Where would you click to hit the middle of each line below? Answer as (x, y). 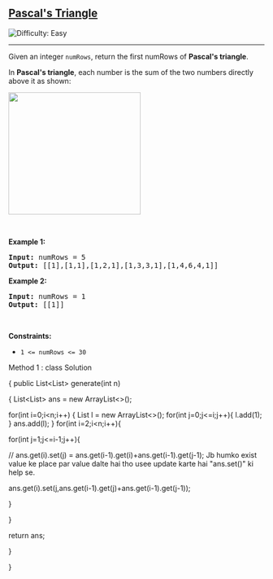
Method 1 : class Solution (50, 367)
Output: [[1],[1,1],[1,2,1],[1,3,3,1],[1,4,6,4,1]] (114, 265)
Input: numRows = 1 (47, 296)
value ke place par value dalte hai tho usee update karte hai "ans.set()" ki (131, 463)
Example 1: (27, 241)
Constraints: (30, 336)
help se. (22, 472)
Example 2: (28, 281)
